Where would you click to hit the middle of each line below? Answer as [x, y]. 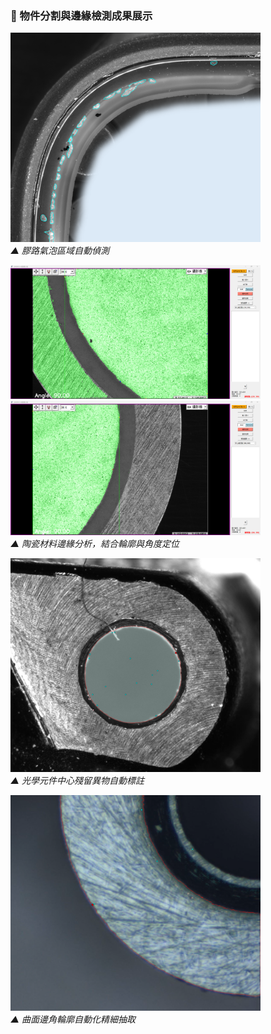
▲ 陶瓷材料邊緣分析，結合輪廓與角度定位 [95, 544]
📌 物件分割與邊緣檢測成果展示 [81, 15]
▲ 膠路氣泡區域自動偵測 [60, 250]
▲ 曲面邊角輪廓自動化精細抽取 [73, 1019]
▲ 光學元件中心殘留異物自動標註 [77, 781]
